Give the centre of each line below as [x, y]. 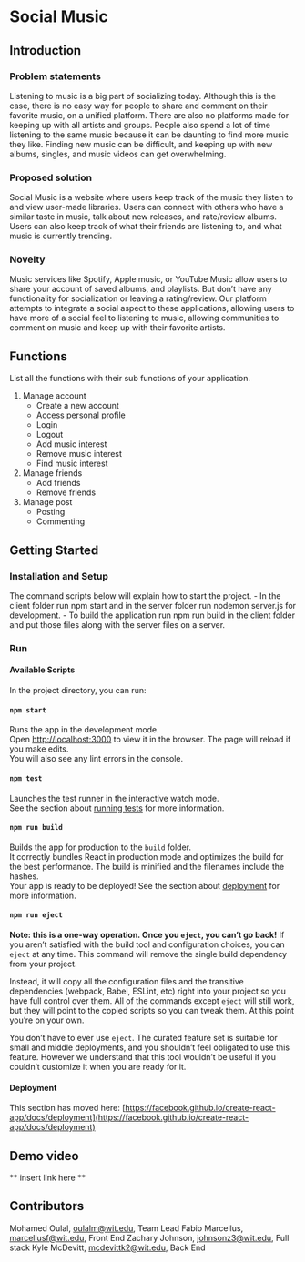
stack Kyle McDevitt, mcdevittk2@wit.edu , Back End [108, 1247]
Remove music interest [79, 454]
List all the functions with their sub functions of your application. [130, 379]
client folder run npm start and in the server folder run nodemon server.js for [153, 605]
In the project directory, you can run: [78, 691]
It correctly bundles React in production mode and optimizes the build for [147, 856]
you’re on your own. [47, 1020]
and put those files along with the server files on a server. [117, 624]
